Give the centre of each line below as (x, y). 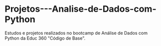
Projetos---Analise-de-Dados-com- (80, 9)
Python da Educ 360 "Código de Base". (45, 38)
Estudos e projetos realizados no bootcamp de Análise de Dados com (76, 33)
